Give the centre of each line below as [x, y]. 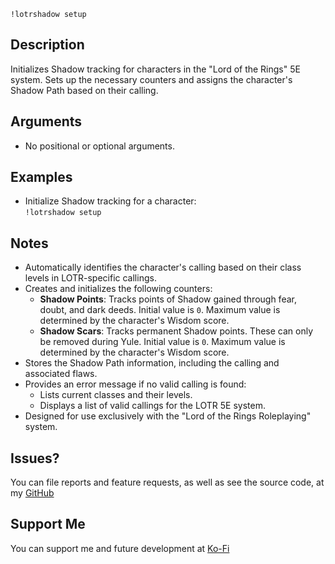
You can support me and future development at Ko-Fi [120, 548]
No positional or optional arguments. [99, 146]
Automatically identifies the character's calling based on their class [163, 267]
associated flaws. [61, 374]
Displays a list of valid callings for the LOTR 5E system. [152, 406]
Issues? [35, 458]
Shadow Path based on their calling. [84, 90]
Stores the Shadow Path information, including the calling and [152, 363]
